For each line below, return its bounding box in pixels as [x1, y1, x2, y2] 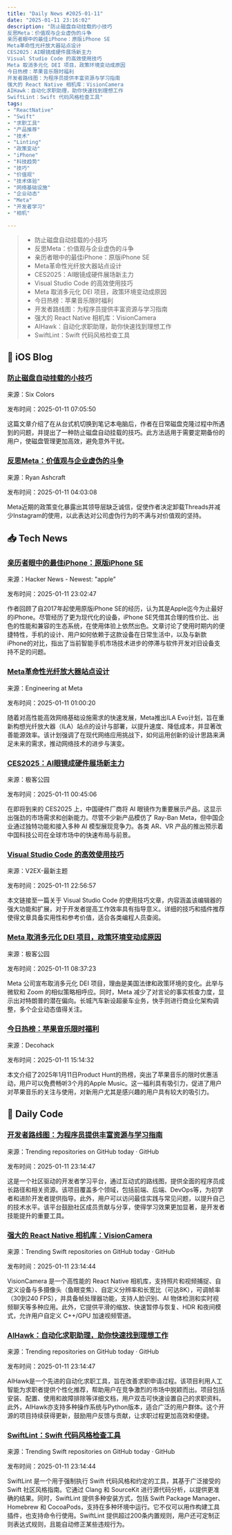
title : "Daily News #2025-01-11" [7, 10, 104, 17]
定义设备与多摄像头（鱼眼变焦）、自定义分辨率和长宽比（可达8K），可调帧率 [7, 1285, 221, 1293]
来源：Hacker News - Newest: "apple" [7, 575, 116, 584]
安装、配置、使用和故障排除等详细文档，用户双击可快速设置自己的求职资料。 [7, 1394, 225, 1403]
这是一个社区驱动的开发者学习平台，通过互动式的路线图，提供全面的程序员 [7, 1176, 219, 1185]
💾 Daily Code [7, 1108, 64, 1120]
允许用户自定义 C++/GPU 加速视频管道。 [19, 1311, 135, 1320]
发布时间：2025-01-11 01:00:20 [7, 699, 96, 707]
